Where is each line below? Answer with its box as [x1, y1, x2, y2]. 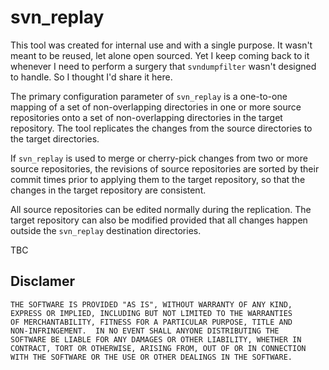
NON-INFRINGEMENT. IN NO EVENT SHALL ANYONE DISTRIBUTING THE [10, 326, 280, 336]
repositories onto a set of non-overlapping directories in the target [10, 111, 283, 123]
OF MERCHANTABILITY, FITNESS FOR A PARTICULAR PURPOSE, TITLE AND [10, 317, 293, 327]
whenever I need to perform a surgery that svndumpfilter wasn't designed [10, 60, 317, 72]
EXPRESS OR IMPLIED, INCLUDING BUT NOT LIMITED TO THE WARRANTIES [10, 308, 293, 318]
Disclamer [10, 273, 76, 290]
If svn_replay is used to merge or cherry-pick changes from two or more [10, 152, 308, 164]
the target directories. [10, 132, 100, 145]
